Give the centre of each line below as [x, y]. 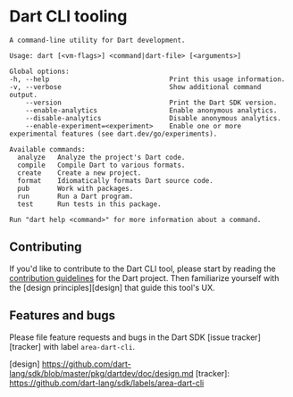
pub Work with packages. [75, 188]
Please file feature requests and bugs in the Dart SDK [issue [120, 337]
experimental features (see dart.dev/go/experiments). [113, 134]
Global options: [39, 71]
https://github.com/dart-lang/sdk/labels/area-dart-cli [107, 383]
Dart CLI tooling [68, 17]
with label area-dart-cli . [89, 346]
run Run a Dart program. [75, 196]
